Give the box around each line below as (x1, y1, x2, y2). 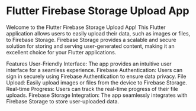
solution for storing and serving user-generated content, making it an (6, 43, 175, 50)
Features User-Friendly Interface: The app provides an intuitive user (6, 60, 172, 67)
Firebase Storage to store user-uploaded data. (6, 97, 120, 105)
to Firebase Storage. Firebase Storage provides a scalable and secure (6, 36, 176, 43)
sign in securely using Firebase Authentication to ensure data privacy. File (6, 73, 187, 80)
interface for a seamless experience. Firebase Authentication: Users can (6, 66, 183, 73)
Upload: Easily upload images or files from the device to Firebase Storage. (6, 79, 188, 86)
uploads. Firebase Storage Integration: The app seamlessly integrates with (6, 92, 188, 99)
